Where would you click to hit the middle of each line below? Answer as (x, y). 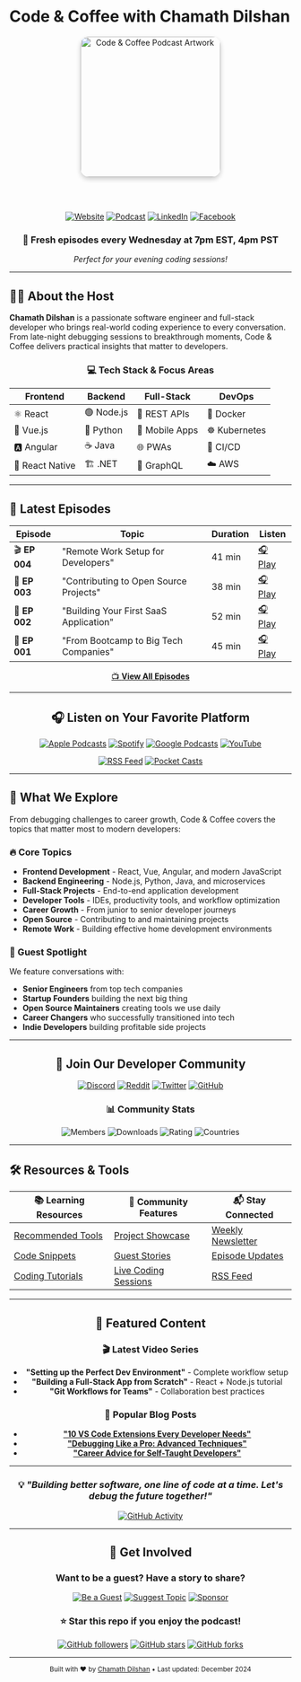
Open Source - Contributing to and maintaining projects (125, 920)
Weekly (228, 1230)
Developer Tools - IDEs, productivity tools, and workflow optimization (151, 901)
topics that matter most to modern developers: (95, 829)
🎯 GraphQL (160, 465)
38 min (226, 586)
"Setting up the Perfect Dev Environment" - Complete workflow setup (157, 1372)
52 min (226, 616)
